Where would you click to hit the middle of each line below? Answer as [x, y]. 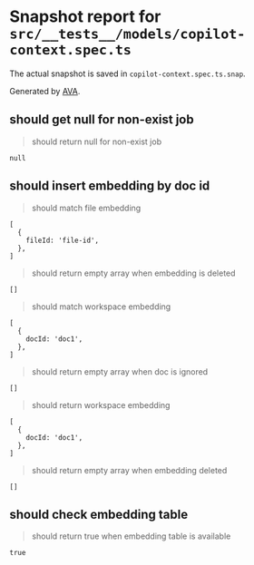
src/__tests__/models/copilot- [127, 34]
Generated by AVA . [45, 91]
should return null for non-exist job [96, 141]
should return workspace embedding [101, 404]
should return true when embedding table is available [131, 536]
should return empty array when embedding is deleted [133, 273]
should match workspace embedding [101, 307]
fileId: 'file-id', [63, 240]
